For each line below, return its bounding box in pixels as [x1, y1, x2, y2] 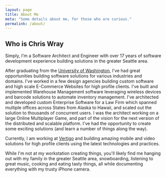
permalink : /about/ [5, 21, 46, 26]
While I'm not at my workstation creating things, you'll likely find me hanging [5, 150, 161, 157]
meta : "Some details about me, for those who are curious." [5, 16, 132, 21]
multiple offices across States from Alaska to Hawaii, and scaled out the [5, 105, 152, 111]
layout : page [5, 7, 32, 12]
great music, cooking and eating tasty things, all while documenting [5, 161, 143, 167]
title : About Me [5, 12, 39, 17]
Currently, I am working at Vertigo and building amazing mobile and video [5, 135, 155, 142]
